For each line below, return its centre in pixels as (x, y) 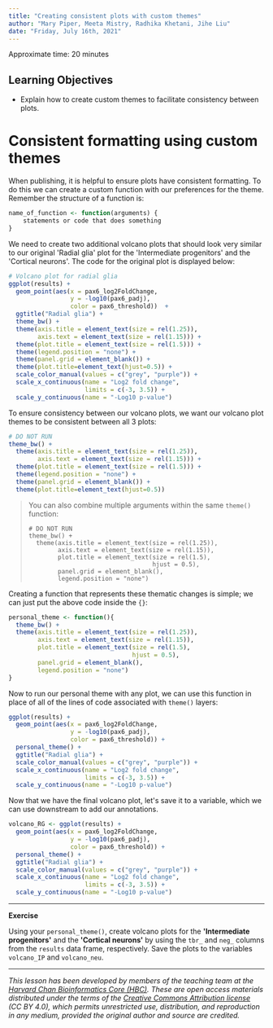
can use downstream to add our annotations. (83, 809)
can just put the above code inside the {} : (78, 602)
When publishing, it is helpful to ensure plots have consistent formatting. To (135, 181)
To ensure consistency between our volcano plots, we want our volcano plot (136, 413)
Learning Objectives (61, 79)
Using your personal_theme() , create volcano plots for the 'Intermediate (129, 931)
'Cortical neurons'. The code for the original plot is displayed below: (122, 261)
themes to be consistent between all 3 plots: (82, 421)
